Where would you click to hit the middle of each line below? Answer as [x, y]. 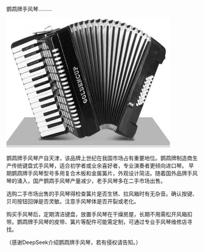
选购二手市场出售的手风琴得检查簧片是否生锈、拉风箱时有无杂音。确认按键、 [102, 194]
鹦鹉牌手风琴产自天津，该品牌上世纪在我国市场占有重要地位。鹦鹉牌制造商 [99, 158]
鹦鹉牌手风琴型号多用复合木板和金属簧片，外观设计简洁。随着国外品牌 [99, 173]
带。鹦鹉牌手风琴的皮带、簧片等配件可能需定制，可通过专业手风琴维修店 [97, 222]
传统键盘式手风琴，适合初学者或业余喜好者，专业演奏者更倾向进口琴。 [99, 165]
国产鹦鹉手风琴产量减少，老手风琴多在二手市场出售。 [99, 181]
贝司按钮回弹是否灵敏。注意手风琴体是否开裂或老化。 [73, 201]
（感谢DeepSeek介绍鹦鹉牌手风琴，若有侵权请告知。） [74, 242]
